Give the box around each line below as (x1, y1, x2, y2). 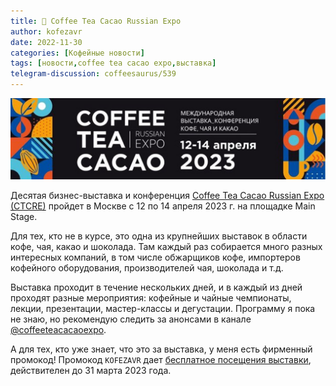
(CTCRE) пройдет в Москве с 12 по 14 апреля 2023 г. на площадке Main (10, 200, 316, 212)
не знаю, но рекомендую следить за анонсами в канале (10, 313, 252, 325)
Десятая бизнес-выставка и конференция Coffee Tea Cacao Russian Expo (10, 189, 325, 201)
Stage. (10, 210, 38, 222)
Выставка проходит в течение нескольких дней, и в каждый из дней (10, 281, 303, 293)
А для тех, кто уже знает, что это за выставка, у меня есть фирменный (10, 343, 313, 355)
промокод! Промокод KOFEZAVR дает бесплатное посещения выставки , (10, 353, 312, 365)
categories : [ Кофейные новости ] (10, 48, 145, 58)
